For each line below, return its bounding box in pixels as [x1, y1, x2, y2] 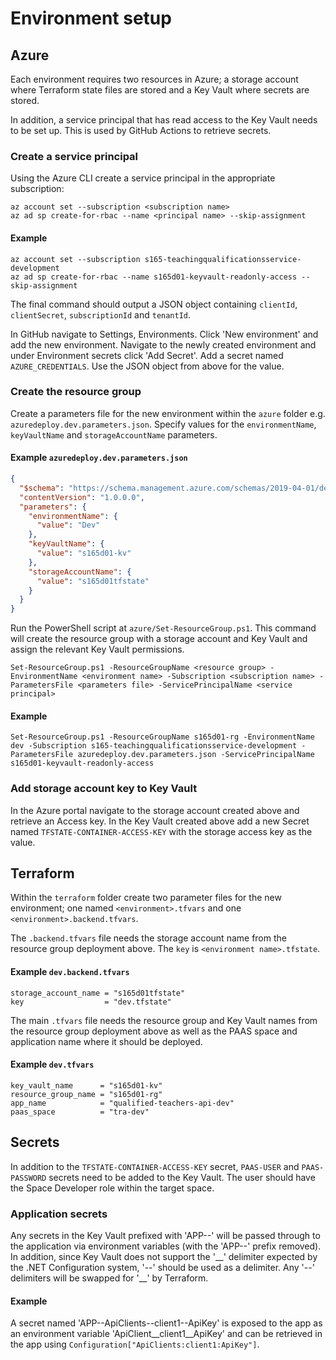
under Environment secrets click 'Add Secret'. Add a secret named [10, 349, 284, 361]
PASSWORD [10, 1173, 47, 1183]
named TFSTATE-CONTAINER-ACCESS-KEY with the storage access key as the [10, 825, 313, 837]
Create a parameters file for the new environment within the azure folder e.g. [10, 407, 326, 419]
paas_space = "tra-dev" [10, 1107, 150, 1117]
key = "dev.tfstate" [10, 997, 172, 1007]
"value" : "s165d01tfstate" [36, 576, 150, 586]
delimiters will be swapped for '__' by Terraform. [10, 1272, 209, 1284]
